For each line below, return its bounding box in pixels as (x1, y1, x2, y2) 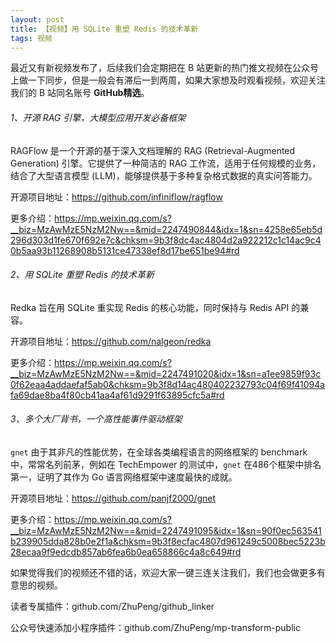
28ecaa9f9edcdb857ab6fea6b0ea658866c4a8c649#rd (10, 546, 242, 558)
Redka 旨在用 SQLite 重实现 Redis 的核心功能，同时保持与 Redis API (10, 301, 290, 313)
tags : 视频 (10, 33, 53, 43)
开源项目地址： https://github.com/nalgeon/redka (10, 335, 212, 347)
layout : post (10, 14, 65, 25)
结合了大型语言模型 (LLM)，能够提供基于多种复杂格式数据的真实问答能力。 (10, 169, 318, 181)
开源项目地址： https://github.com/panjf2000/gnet (10, 492, 217, 504)
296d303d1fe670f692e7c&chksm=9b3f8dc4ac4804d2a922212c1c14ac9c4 (10, 234, 322, 246)
